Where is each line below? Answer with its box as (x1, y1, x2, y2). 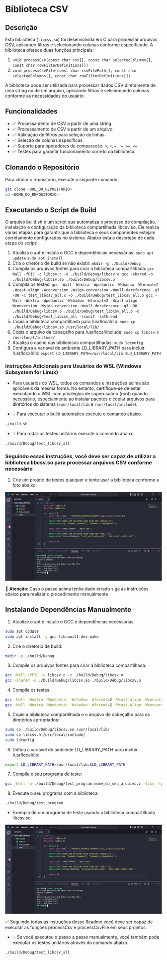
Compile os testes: (12, 687, 51, 693)
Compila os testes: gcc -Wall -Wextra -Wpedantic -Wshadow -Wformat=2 (12, 281, 159, 287)
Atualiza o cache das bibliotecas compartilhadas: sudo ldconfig (12, 340, 143, 346)
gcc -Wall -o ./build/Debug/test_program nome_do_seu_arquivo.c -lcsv (5, 781, 155, 786)
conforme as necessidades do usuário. (5, 93, 85, 99)
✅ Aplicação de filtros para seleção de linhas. (12, 131, 106, 137)
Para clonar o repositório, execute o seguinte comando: (5, 176, 119, 182)
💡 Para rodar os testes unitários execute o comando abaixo (12, 431, 134, 437)
